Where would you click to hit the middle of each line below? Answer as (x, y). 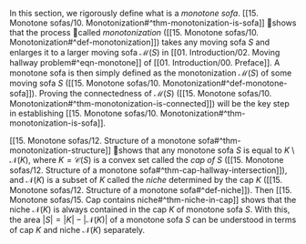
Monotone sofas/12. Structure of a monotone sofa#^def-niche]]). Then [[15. (151, 190)
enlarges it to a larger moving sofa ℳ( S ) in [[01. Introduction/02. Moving (145, 52)
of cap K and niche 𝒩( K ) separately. (77, 230)
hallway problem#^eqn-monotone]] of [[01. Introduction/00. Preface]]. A (145, 62)
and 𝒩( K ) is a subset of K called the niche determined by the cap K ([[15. (146, 180)
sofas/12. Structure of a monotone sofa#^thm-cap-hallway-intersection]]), (148, 170)
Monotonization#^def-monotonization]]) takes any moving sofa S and (140, 42)
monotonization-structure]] (61, 150)
